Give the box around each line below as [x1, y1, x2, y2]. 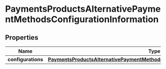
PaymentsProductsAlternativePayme [5, 3, 161, 15]
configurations [7, 56, 43, 63]
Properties [5, 33, 39, 42]
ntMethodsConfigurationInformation [5, 14, 159, 25]
